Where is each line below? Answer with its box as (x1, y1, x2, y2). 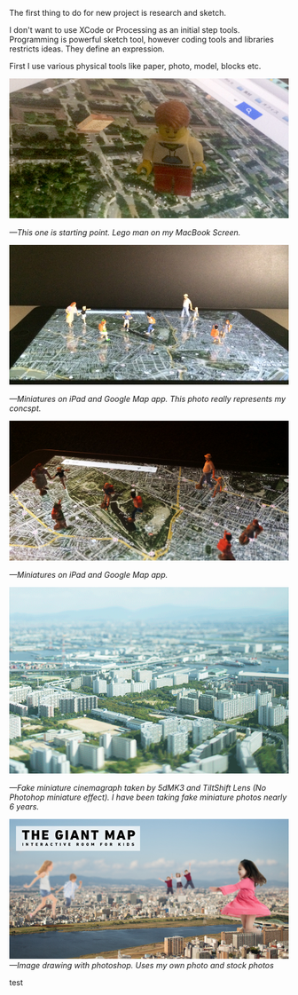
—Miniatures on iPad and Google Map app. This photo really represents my (9, 394, 286, 404)
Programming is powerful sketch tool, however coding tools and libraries (9, 35, 275, 44)
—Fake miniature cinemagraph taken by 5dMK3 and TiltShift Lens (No (9, 783, 267, 794)
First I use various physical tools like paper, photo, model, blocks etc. (9, 61, 262, 71)
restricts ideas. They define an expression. (9, 43, 166, 54)
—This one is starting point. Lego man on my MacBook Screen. (9, 227, 241, 238)
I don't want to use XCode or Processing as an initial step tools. (9, 25, 240, 35)
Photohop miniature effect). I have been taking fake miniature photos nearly (9, 792, 287, 802)
